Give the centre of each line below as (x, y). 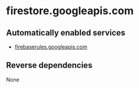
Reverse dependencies (49, 65)
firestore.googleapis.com (70, 11)
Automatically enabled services (66, 33)
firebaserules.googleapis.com (51, 47)
